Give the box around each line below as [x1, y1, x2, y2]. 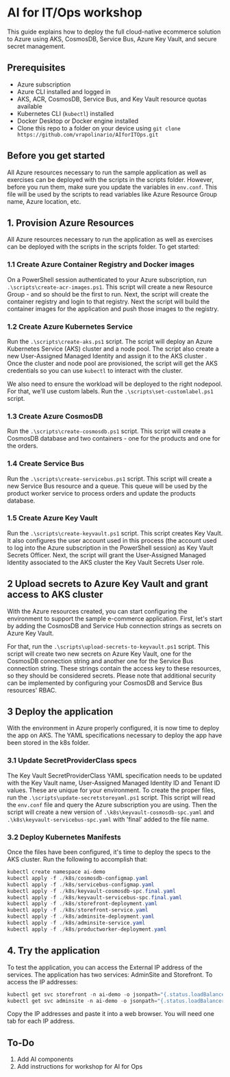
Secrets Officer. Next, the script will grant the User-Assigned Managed [7, 551, 207, 559]
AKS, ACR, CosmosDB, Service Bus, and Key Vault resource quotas [16, 95, 207, 103]
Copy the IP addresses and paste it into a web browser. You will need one [7, 1010, 214, 1018]
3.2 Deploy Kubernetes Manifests [7, 832, 121, 842]
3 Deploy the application [7, 706, 114, 718]
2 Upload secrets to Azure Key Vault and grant [7, 578, 209, 590]
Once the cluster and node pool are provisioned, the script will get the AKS [7, 359, 218, 367]
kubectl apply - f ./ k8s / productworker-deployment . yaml [7, 925, 167, 933]
